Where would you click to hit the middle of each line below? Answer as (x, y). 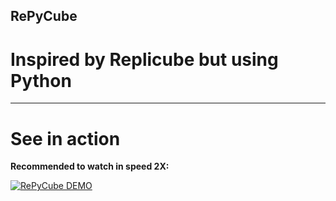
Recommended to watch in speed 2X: (90, 166)
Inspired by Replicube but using (144, 59)
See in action (65, 138)
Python (41, 80)
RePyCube (44, 16)
